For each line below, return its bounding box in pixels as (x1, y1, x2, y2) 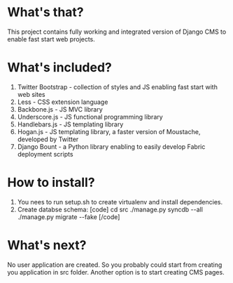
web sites (17, 90, 45, 98)
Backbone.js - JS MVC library (17, 105, 103, 113)
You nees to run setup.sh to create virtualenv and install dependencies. (17, 197, 223, 206)
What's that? (7, 4, 84, 20)
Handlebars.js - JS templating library (17, 120, 124, 129)
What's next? (7, 237, 87, 253)
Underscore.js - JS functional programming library (17, 112, 163, 121)
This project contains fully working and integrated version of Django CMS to (7, 27, 227, 36)
